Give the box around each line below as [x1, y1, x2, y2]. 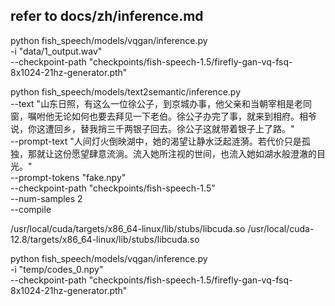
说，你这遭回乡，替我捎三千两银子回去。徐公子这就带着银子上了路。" [10, 122, 295, 134]
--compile [10, 203, 52, 215]
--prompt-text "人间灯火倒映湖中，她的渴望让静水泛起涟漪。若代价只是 [10, 135, 302, 147]
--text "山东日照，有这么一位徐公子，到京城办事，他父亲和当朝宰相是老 [10, 97, 304, 109]
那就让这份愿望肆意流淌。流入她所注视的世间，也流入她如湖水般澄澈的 [27, 147, 317, 159]
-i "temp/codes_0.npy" [10, 263, 104, 275]
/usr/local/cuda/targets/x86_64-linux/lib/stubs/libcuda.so [10, 222, 246, 234]
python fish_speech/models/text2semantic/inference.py [10, 85, 241, 98]
